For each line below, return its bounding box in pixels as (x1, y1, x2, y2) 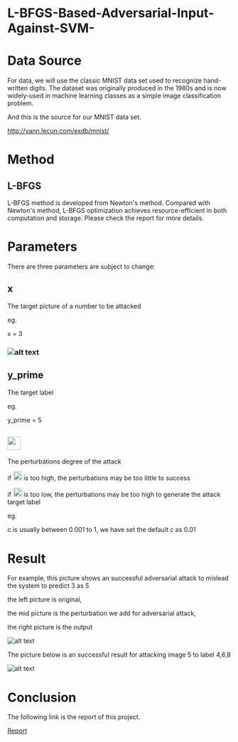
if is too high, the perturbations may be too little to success (7, 474, 190, 482)
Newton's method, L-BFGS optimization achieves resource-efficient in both (7, 207, 227, 215)
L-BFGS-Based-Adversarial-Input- (7, 5, 215, 21)
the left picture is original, (7, 595, 82, 604)
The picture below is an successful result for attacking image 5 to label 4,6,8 (7, 650, 231, 659)
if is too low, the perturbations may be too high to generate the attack (7, 490, 221, 499)
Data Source (7, 53, 82, 69)
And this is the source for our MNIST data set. (7, 113, 142, 122)
